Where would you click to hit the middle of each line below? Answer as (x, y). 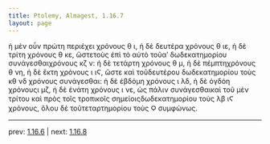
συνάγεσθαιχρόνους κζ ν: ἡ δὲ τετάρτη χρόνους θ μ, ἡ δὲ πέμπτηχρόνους (132, 63)
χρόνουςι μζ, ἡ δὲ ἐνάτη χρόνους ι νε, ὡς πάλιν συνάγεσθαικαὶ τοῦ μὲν (129, 90)
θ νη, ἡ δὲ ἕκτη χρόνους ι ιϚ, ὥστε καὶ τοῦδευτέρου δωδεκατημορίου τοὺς (132, 72)
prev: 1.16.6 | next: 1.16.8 (48, 131)
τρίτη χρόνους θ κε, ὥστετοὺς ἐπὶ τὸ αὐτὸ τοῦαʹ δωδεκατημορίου (118, 54)
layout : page (30, 23)
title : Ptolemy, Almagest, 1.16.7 (66, 16)
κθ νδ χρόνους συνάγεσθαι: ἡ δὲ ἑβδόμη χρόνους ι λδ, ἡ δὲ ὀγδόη (119, 81)
